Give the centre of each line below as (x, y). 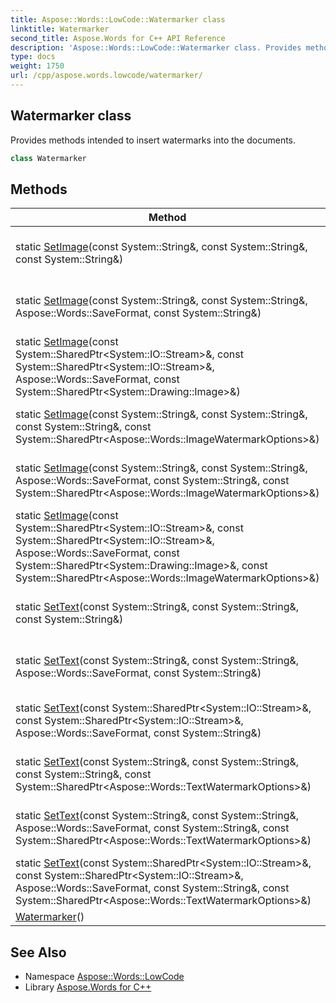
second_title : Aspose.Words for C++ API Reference (118, 38)
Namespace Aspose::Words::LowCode (104, 977)
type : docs (33, 57)
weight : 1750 (37, 66)
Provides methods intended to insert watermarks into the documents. (153, 140)
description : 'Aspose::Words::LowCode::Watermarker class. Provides (156, 47)
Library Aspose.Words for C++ (88, 987)
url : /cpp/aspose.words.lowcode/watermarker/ (106, 76)
